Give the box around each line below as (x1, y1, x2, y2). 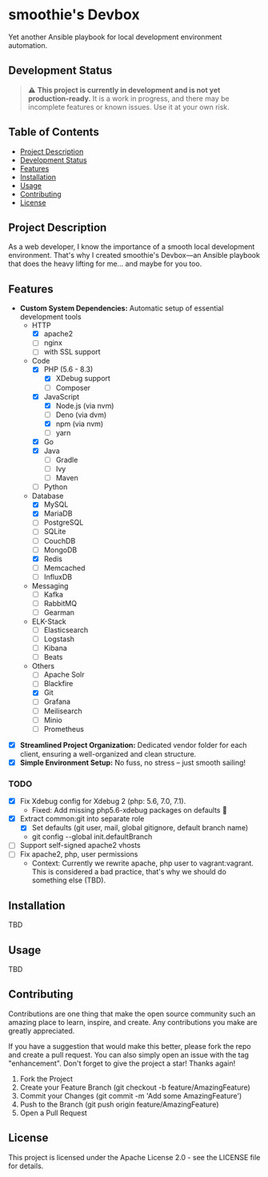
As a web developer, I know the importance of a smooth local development (8, 242, 255, 251)
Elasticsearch (43, 625, 89, 634)
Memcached (43, 563, 86, 572)
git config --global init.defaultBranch (31, 832, 153, 842)
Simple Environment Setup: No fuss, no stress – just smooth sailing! (19, 757, 246, 767)
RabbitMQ (43, 598, 78, 608)
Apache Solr (43, 670, 86, 680)
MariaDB (43, 508, 73, 518)
